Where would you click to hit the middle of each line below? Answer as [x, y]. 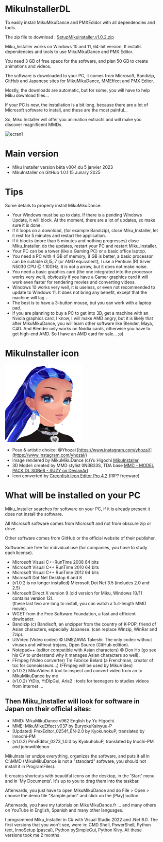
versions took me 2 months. [33, 835]
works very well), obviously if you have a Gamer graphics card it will [80, 277]
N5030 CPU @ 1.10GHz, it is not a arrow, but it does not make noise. [80, 267]
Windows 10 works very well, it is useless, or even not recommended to [83, 287]
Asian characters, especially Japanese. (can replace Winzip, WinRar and [84, 629]
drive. [11, 528]
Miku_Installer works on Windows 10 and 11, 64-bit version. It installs [73, 46]
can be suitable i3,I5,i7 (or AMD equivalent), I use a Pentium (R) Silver [81, 261]
